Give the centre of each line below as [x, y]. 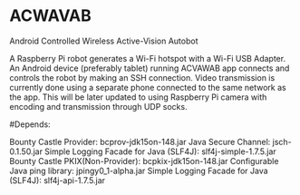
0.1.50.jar [26, 151]
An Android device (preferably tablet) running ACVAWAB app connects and [150, 68]
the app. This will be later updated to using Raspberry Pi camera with [138, 97]
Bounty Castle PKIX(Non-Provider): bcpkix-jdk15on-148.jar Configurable [144, 161]
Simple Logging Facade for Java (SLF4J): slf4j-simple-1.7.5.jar [160, 151]
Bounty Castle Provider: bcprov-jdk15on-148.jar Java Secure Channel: [140, 141]
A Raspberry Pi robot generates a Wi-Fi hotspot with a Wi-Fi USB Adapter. [148, 58]
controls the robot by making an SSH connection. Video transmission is [142, 77]
